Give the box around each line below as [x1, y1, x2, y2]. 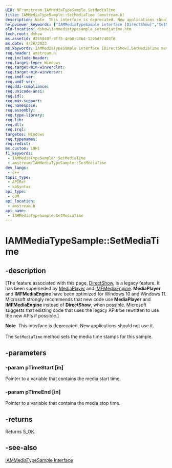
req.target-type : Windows [5, 60, 60, 65]
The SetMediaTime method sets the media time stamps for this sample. [5, 333, 153, 340]
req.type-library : [5, 113, 45, 118]
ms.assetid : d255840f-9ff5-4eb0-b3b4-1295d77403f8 [5, 36, 116, 42]
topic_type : [5, 175, 31, 180]
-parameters [5, 348, 47, 357]
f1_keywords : [5, 151, 33, 156]
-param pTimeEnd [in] [5, 388, 61, 396]
